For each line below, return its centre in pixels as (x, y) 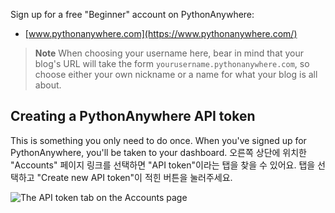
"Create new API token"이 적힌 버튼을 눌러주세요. (134, 177)
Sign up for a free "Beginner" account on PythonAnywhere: (132, 14)
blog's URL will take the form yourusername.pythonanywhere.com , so (172, 63)
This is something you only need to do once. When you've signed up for (158, 140)
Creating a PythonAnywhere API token (133, 116)
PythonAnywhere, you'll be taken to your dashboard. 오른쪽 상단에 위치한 (158, 152)
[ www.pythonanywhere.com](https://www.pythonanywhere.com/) (161, 33)
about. (48, 85)
